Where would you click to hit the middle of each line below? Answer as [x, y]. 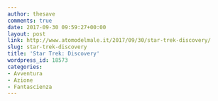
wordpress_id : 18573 [38, 60]
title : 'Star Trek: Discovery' [54, 54]
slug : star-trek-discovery [47, 47]
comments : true [30, 21]
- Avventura [25, 73]
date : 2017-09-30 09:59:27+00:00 [57, 27]
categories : [25, 67]
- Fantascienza [30, 87]
